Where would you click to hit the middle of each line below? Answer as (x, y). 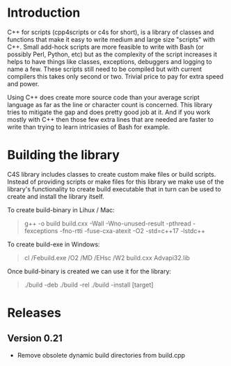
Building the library (63, 155)
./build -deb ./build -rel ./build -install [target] (89, 285)
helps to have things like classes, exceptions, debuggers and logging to (110, 61)
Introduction (44, 13)
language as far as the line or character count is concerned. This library (110, 104)
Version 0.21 (35, 339)
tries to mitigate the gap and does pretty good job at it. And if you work (109, 112)
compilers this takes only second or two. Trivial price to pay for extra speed (115, 76)
